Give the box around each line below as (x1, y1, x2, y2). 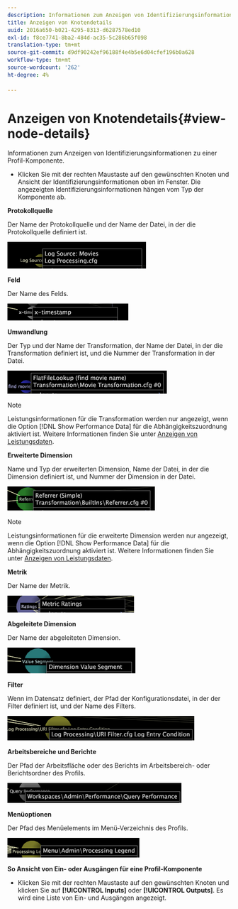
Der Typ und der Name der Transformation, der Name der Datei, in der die (7, 342, 223, 350)
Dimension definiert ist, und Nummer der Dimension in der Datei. (7, 472, 196, 481)
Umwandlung (7, 327, 48, 337)
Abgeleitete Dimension (7, 620, 76, 628)
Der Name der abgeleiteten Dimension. (7, 633, 121, 642)
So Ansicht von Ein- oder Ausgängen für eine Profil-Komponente (7, 865, 203, 873)
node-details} (7, 125, 91, 141)
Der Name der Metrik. (7, 582, 71, 590)
